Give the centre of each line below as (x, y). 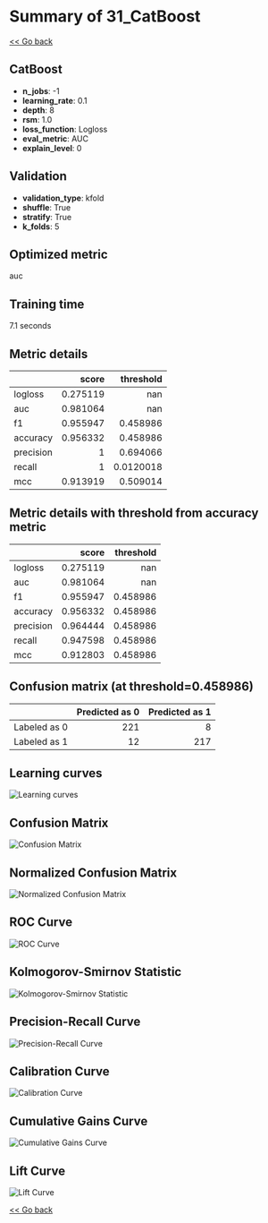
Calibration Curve (59, 1071)
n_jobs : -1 (41, 90)
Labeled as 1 (41, 741)
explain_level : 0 (52, 148)
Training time (47, 304)
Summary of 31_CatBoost (105, 17)
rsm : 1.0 (37, 119)
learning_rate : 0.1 (54, 100)
